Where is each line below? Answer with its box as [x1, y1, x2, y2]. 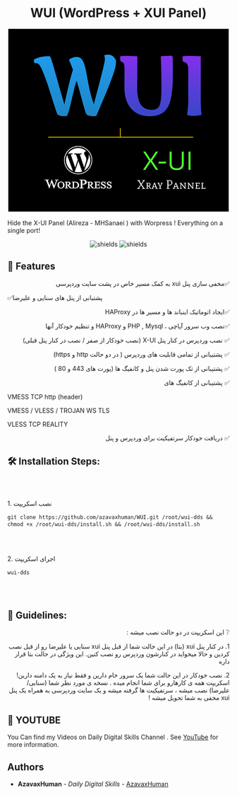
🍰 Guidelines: [7, 609, 67, 621]
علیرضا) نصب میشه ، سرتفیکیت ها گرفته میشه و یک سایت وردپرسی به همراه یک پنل [8, 686, 230, 694]
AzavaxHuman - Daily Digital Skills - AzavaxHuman [17, 780, 169, 788]
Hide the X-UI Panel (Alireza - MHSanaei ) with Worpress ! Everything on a [7, 218, 224, 227]
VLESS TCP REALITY [7, 420, 68, 428]
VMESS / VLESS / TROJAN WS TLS [7, 406, 110, 415]
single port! [7, 226, 41, 234]
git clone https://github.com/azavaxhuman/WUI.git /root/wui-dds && [7, 513, 213, 521]
